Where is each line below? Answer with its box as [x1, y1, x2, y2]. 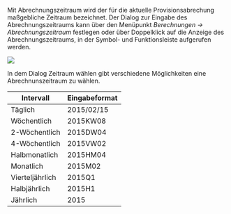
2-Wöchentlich [10, 128, 61, 137]
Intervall [21, 93, 50, 103]
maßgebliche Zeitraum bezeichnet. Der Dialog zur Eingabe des [7, 13, 188, 22]
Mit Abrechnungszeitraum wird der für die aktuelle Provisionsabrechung [7, 6, 215, 14]
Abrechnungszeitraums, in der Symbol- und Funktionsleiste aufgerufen [7, 35, 211, 44]
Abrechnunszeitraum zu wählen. [7, 76, 100, 85]
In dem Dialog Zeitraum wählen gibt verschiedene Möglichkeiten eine [7, 69, 207, 77]
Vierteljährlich [10, 173, 57, 182]
